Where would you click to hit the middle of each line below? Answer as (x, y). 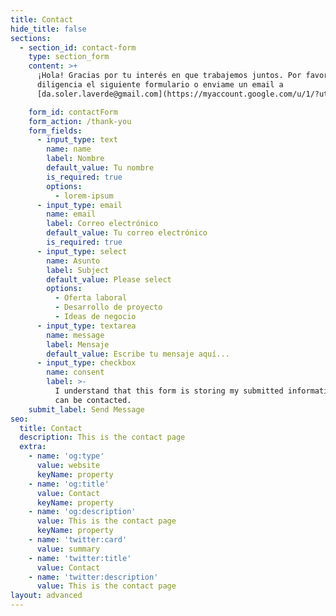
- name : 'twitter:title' (80, 558)
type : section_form (69, 57)
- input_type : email (79, 205)
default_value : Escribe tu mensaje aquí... (138, 354)
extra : (33, 447)
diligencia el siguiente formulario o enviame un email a (160, 85)
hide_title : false (48, 29)
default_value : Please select (109, 279)
